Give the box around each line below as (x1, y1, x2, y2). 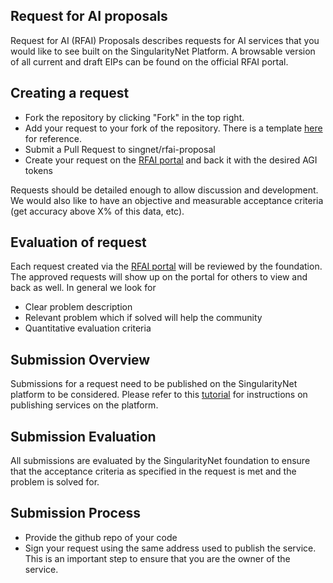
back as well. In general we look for (10, 282, 157, 294)
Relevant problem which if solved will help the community (24, 312, 263, 324)
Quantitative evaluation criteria (24, 322, 152, 334)
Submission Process (10, 505, 141, 522)
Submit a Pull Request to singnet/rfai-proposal (24, 143, 216, 155)
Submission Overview (10, 351, 151, 368)
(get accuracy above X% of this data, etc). (10, 205, 185, 217)
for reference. (24, 132, 82, 144)
